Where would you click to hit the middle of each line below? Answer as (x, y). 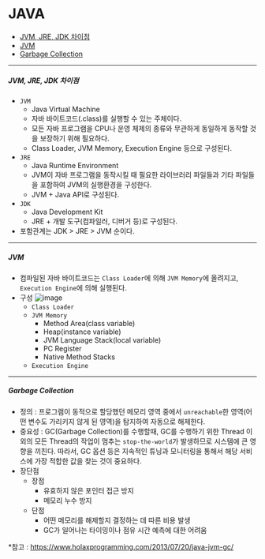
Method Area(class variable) (89, 323)
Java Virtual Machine (66, 109)
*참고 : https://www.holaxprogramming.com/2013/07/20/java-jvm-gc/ (121, 546)
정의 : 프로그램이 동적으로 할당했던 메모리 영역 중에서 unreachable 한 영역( (133, 411)
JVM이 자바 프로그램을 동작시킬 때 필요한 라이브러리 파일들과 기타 (132, 174)
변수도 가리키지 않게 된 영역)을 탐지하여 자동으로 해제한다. (117, 421)
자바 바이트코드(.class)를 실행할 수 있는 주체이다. (106, 118)
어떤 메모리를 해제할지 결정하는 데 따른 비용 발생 (117, 520)
